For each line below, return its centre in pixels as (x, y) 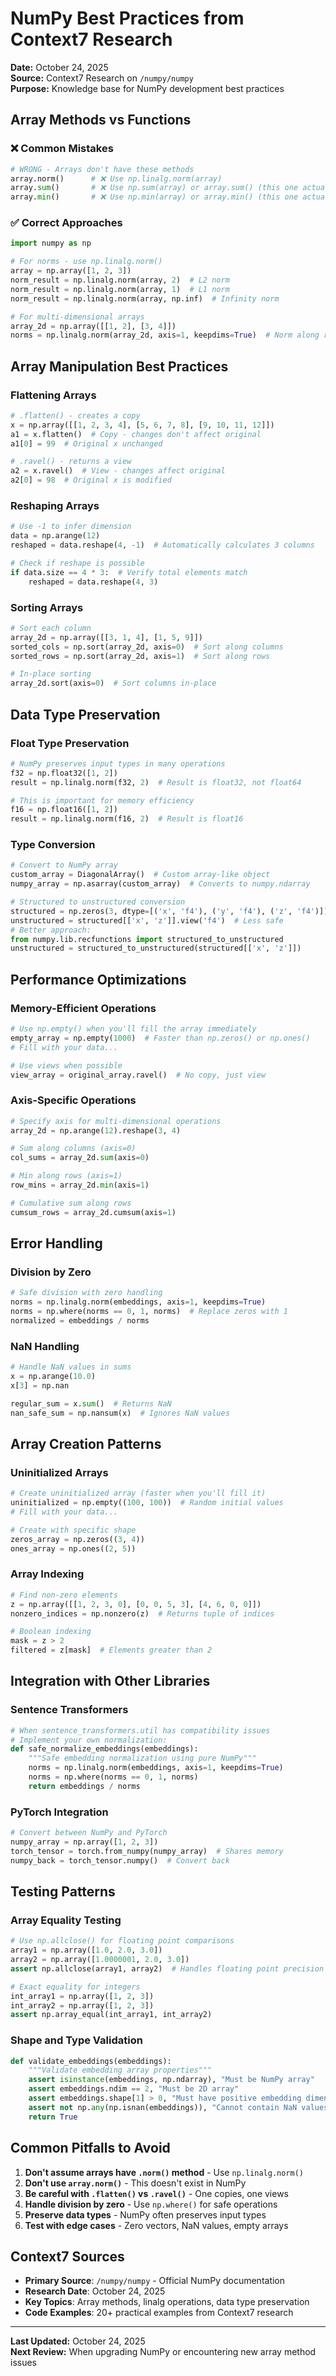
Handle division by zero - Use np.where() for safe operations (151, 2204)
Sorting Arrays (47, 607)
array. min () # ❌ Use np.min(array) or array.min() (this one (154, 197)
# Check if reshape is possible (77, 563)
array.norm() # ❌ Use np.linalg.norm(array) (116, 178)
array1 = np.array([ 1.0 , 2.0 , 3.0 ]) (86, 1950)
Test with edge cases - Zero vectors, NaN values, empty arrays (156, 2225)
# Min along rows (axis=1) (66, 1176)
